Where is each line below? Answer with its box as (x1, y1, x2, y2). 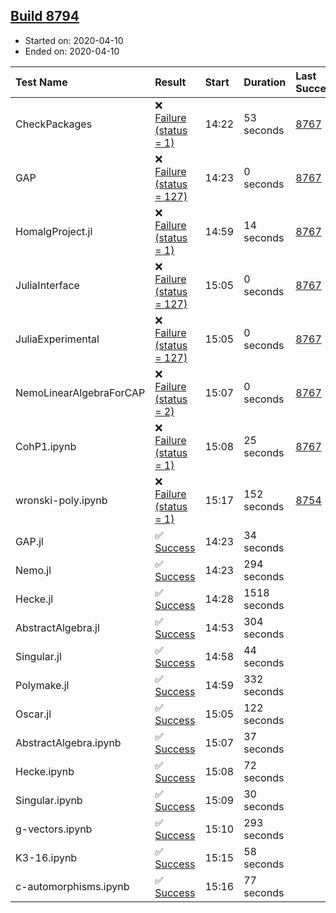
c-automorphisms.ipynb (15, 879, 130, 893)
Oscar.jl (15, 707, 52, 721)
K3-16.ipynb (15, 850, 78, 864)
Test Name (15, 75, 68, 89)
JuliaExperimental (15, 332, 100, 346)
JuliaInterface (15, 278, 80, 292)
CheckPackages (15, 117, 93, 131)
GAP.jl (15, 534, 44, 548)
